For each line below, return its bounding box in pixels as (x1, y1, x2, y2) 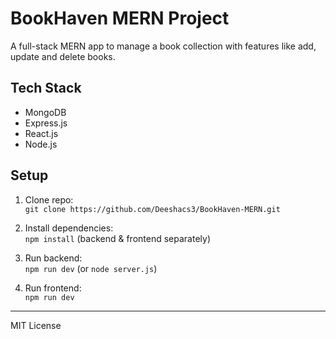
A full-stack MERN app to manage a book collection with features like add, (10, 40, 317, 52)
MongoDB (24, 106, 67, 118)
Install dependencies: (24, 222, 114, 234)
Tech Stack (10, 80, 82, 97)
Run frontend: (24, 282, 82, 294)
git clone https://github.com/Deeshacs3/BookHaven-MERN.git (24, 204, 281, 214)
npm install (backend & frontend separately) (24, 232, 211, 244)
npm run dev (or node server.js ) (24, 262, 158, 274)
